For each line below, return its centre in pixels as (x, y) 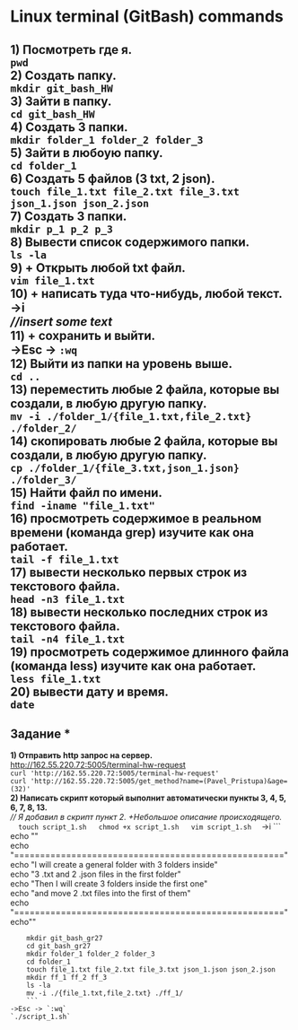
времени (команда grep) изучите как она (132, 532)
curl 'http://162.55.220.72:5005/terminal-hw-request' (115, 773)
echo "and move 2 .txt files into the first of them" (101, 894)
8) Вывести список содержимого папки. (130, 242)
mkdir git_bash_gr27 (65, 938)
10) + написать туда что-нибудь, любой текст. (146, 293)
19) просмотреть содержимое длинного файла (150, 652)
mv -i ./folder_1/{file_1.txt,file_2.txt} (131, 416)
